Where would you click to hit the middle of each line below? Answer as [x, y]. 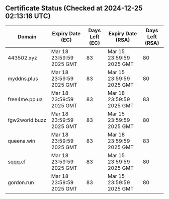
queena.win [22, 141]
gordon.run [21, 182]
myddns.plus [23, 79]
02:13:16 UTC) [28, 16]
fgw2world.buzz [27, 120]
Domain [27, 36]
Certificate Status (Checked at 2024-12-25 [74, 8]
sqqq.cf [17, 162]
